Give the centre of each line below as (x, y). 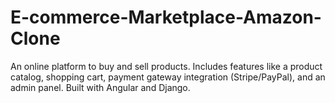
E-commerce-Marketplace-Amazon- (166, 17)
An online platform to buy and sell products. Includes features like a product (166, 66)
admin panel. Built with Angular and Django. (100, 87)
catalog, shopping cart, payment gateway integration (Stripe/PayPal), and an (168, 77)
